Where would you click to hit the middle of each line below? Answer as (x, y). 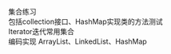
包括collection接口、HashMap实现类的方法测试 (85, 21)
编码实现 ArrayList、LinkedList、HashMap (78, 41)
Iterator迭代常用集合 (41, 31)
